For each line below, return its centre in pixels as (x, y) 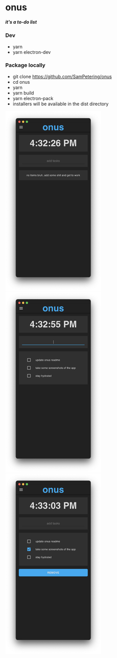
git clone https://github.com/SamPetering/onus (62, 77)
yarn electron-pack (33, 98)
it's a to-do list (21, 22)
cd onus (21, 82)
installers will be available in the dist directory (61, 104)
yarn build (23, 93)
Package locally (26, 65)
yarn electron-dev (32, 52)
